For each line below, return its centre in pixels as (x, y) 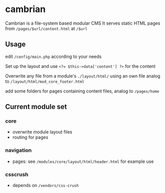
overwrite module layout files (42, 132)
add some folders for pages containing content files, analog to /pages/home (82, 91)
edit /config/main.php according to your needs (53, 56)
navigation (18, 150)
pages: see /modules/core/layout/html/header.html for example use (83, 161)
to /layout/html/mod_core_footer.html (45, 81)
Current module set (36, 107)
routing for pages (30, 137)
